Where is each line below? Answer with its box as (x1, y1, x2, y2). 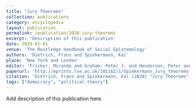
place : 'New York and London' (6, 57, 80, 63)
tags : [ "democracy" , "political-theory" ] (6, 79, 108, 85)
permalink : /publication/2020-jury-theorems (6, 30, 116, 36)
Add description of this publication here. (6, 95, 103, 102)
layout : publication (6, 25, 57, 31)
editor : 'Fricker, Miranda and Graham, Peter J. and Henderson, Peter (6, 62, 181, 69)
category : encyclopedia (6, 19, 64, 25)
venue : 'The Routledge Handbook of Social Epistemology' (6, 47, 148, 53)
